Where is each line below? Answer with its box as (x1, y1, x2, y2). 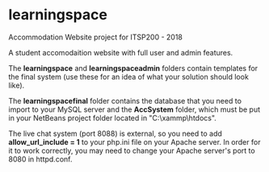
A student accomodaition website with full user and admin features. (8, 47, 233, 57)
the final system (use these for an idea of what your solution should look (8, 72, 249, 81)
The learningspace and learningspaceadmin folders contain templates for (8, 63, 258, 73)
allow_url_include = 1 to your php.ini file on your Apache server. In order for (8, 137, 261, 146)
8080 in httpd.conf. (8, 154, 73, 164)
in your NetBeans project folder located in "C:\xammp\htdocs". (8, 113, 216, 122)
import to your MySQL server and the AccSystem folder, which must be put (8, 104, 261, 114)
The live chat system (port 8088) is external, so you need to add (8, 129, 222, 138)
